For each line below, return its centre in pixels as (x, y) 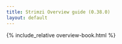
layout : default (27, 18)
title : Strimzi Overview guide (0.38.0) (59, 12)
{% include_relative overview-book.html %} (61, 35)
